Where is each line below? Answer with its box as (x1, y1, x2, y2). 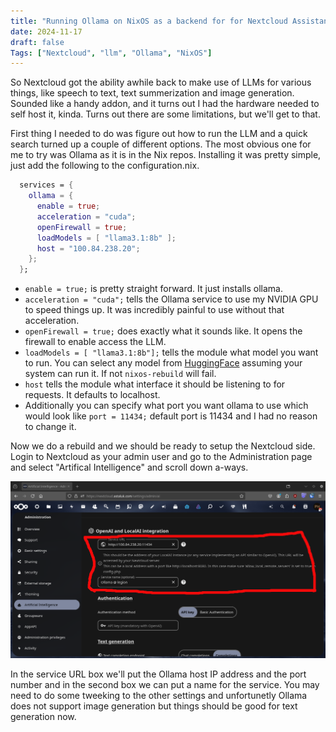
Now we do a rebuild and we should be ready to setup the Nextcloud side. (10, 440, 316, 452)
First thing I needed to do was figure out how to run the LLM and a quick (10, 128, 308, 140)
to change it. (24, 421, 77, 433)
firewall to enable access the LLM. (24, 336, 167, 348)
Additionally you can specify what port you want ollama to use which (24, 400, 309, 412)
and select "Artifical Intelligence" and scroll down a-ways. (10, 461, 249, 474)
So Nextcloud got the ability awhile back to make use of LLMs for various (10, 76, 312, 89)
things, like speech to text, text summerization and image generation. (10, 87, 295, 99)
